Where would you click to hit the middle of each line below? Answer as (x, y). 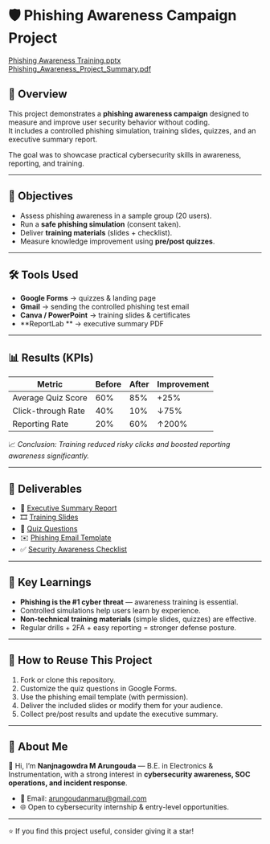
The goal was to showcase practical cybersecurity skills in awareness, (125, 154)
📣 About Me (38, 747)
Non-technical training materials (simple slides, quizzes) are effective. (138, 619)
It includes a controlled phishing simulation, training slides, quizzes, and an (132, 130)
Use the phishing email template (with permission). (104, 697)
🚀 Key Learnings (50, 582)
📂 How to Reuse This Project (80, 660)
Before (108, 384)
